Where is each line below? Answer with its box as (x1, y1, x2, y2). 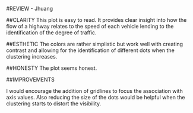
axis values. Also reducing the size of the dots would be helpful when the (6, 94, 185, 101)
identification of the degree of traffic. (6, 29, 97, 36)
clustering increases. (6, 53, 58, 60)
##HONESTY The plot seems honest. (6, 64, 97, 72)
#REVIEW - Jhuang (6, 5, 53, 12)
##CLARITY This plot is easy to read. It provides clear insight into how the (6, 17, 187, 23)
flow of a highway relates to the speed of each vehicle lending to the (6, 23, 174, 30)
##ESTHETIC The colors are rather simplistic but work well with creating (6, 41, 183, 47)
